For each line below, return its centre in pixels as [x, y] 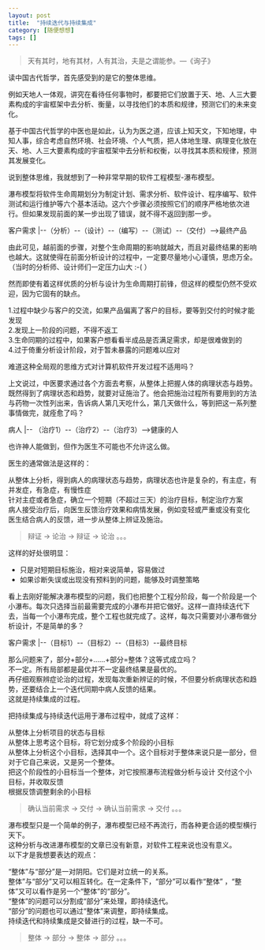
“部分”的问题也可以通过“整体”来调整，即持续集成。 [90, 911]
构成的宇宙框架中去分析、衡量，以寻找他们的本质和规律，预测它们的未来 [132, 104]
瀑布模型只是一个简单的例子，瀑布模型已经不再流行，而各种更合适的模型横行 [132, 825]
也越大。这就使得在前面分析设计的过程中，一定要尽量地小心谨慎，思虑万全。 [132, 257]
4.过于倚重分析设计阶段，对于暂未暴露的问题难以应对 [94, 350]
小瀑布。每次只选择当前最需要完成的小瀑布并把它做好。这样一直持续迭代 [125, 606]
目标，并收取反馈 [36, 782]
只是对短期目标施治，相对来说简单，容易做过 [92, 570]
